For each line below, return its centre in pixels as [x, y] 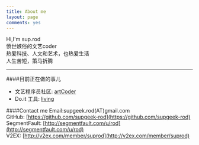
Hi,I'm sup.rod [23, 39]
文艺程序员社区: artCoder [45, 91]
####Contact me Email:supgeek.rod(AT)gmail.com [68, 111]
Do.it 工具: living [34, 99]
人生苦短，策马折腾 [30, 61]
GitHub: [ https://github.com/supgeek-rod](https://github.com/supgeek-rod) [98, 117]
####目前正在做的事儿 [33, 79]
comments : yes [24, 22]
